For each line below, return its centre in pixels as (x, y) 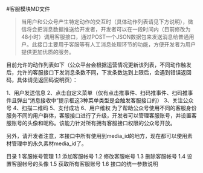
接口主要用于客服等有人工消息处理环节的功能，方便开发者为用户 (117, 44)
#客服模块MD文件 (28, 9)
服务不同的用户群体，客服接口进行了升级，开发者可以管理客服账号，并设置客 (101, 116)
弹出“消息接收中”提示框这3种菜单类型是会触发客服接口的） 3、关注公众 (105, 100)
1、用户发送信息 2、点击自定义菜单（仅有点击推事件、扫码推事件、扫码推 (97, 93)
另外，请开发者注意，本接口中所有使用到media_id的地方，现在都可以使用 (97, 136)
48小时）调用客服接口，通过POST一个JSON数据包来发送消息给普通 (105, 37)
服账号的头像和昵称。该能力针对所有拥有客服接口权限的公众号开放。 (91, 123)
